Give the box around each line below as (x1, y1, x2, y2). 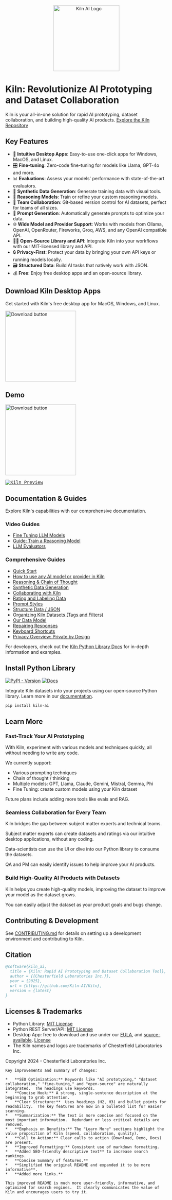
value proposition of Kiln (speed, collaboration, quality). (5, 1131, 139, 1136)
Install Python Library (5, 664, 76, 673)
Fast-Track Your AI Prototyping (5, 733, 84, 740)
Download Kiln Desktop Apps (5, 287, 101, 295)
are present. (5, 1140, 33, 1145)
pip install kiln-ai (5, 703, 50, 708)
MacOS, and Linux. (12, 156, 53, 162)
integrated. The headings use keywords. (5, 1086, 95, 1091)
